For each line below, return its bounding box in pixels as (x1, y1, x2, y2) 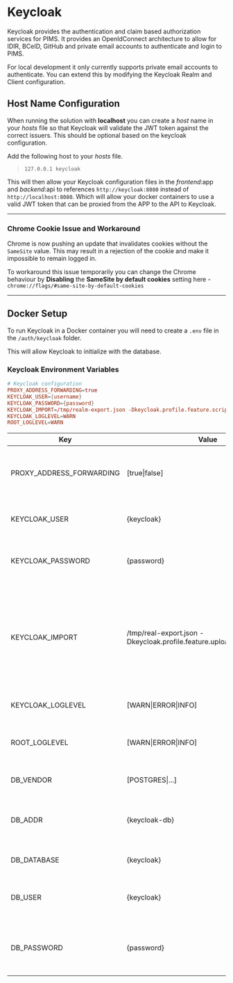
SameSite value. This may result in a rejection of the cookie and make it (7, 247, 209, 255)
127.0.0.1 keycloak (24, 165, 81, 173)
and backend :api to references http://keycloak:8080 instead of (7, 185, 189, 193)
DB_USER (10, 893, 42, 902)
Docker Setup (7, 307, 68, 320)
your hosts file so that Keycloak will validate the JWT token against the (7, 123, 209, 132)
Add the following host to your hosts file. (7, 152, 123, 160)
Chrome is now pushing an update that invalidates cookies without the (7, 239, 208, 248)
